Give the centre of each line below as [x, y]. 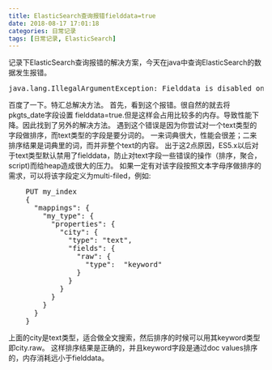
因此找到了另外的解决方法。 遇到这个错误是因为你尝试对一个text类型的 [140, 125]
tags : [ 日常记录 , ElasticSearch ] [62, 38]
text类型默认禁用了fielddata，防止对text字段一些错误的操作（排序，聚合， [138, 155]
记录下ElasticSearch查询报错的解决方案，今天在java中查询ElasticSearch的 [132, 62]
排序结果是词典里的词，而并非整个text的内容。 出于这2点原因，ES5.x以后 [130, 146]
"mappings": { [62, 208]
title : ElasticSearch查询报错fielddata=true [82, 16]
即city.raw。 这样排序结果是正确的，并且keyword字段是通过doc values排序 [133, 348]
